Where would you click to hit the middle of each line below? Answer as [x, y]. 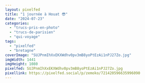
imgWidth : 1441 [20, 60]
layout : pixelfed [23, 10]
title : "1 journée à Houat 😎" [36, 14]
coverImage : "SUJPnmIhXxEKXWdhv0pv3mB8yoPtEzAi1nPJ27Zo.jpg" [68, 55]
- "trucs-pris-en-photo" [35, 28]
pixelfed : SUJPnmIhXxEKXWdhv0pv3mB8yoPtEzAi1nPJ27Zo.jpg [64, 69]
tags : [10, 41]
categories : [17, 23]
